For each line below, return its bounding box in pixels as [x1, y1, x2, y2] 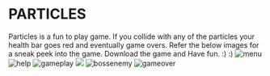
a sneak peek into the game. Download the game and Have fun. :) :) [8, 49, 234, 58]
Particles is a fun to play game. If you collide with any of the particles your [8, 32, 255, 41]
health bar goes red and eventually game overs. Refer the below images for [8, 40, 259, 49]
